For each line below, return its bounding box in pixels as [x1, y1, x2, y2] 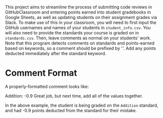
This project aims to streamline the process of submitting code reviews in [5, 4, 152, 10]
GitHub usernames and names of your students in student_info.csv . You [5, 25, 151, 31]
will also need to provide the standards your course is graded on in [5, 30, 139, 35]
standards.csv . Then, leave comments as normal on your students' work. [5, 35, 151, 41]
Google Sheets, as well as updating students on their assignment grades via [5, 15, 157, 20]
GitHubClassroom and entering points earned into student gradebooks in [5, 9, 151, 15]
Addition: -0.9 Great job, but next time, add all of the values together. [5, 93, 143, 99]
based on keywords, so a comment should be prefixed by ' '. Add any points [5, 46, 156, 51]
